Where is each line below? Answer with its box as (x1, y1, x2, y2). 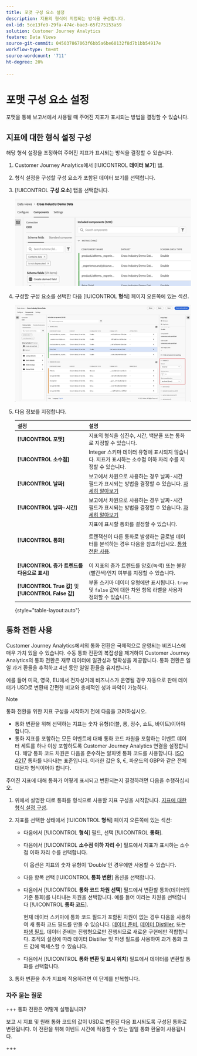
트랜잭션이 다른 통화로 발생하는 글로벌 (89, 533, 175, 540)
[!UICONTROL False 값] (17, 589, 75, 596)
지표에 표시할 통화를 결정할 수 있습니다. (89, 521, 178, 528)
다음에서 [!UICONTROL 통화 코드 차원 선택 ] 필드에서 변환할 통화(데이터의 (23, 886, 190, 893)
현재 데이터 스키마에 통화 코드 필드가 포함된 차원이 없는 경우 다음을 (23, 913, 175, 920)
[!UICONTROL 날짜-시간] (17, 504, 78, 511)
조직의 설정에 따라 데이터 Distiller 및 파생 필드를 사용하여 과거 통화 (31, 935, 182, 943)
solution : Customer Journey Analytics (6, 28, 101, 34)
